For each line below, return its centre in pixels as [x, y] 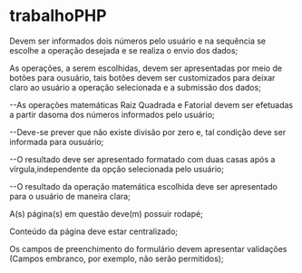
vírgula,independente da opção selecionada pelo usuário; [117, 169]
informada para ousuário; [57, 141]
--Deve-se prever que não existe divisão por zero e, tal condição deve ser [148, 132]
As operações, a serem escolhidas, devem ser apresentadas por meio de [146, 68]
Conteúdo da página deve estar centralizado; [94, 231]
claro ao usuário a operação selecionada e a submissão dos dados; [135, 87]
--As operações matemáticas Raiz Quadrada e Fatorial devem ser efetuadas [151, 104]
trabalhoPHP [58, 16]
